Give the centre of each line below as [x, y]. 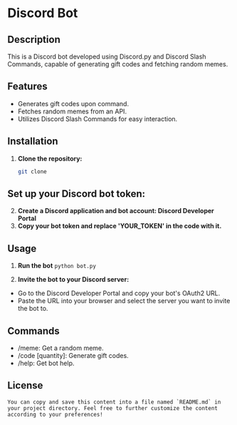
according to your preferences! [55, 414]
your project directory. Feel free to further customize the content [113, 408]
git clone [32, 171]
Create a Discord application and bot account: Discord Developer [116, 211]
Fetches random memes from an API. [72, 111]
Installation [33, 142]
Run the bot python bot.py [57, 266]
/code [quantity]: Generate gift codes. [73, 355]
